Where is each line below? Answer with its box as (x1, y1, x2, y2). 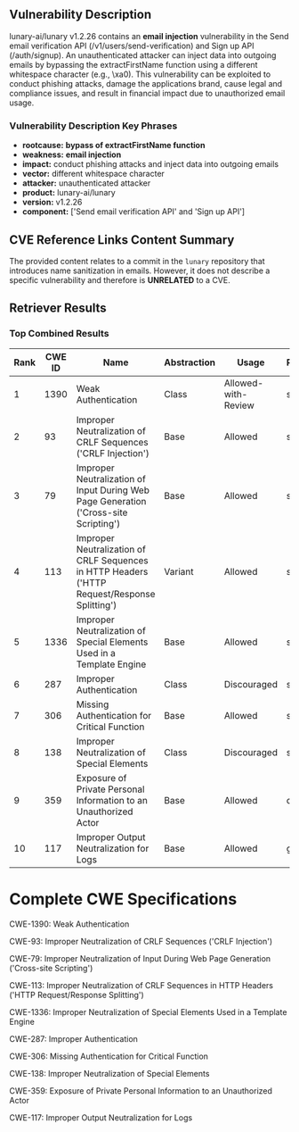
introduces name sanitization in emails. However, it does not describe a (9, 265, 271, 276)
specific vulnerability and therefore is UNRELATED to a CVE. (9, 274, 230, 285)
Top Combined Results (9, 328, 109, 340)
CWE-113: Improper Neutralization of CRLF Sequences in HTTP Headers (9, 979, 274, 990)
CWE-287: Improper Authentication (9, 1033, 138, 1044)
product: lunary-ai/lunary (21, 187, 116, 198)
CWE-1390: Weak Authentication (9, 919, 130, 929)
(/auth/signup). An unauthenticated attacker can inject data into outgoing (9, 49, 277, 61)
